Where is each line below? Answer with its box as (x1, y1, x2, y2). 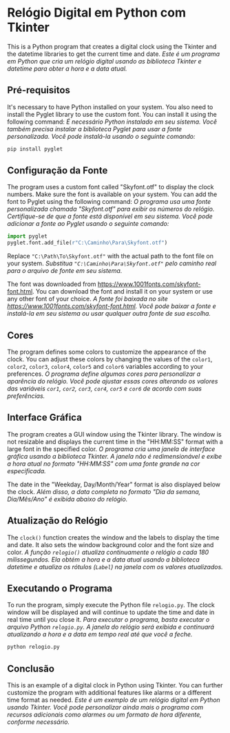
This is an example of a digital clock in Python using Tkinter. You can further (7, 681, 223, 689)
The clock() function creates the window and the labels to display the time (7, 533, 220, 542)
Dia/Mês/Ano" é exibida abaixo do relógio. (7, 495, 128, 503)
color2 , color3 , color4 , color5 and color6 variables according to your (7, 363, 204, 370)
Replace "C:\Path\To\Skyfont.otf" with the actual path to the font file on (7, 252, 213, 260)
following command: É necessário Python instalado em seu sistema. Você (7, 117, 217, 126)
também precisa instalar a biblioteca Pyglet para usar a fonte (7, 124, 182, 133)
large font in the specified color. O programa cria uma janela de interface (7, 444, 216, 453)
